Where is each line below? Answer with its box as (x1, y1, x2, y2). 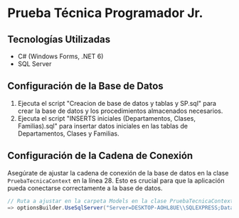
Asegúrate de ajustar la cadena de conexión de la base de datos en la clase (7, 168, 229, 177)
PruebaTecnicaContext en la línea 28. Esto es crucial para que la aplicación (7, 176, 225, 185)
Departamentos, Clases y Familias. (17, 129, 119, 138)
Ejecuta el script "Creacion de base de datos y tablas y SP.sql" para (17, 99, 217, 107)
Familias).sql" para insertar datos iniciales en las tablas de (17, 121, 188, 130)
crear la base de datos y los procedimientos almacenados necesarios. (17, 107, 223, 115)
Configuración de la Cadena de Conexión (7, 150, 193, 162)
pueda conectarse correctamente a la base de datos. (7, 183, 163, 192)
